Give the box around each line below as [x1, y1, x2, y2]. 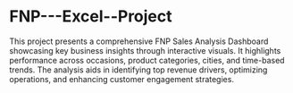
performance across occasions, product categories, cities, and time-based [9, 55, 285, 65]
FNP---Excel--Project [9, 6, 172, 27]
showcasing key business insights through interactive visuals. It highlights [9, 45, 281, 55]
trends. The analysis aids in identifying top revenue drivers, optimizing [9, 64, 268, 75]
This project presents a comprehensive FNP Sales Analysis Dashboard [9, 36, 269, 46]
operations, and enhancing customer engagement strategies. [9, 73, 235, 84]
